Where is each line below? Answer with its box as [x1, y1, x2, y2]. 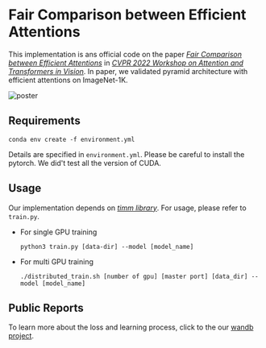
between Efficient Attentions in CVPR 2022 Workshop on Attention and [8, 58, 244, 68]
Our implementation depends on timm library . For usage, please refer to [8, 203, 247, 213]
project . [8, 331, 35, 341]
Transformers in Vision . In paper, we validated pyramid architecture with [8, 66, 248, 76]
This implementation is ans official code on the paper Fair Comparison [8, 49, 242, 59]
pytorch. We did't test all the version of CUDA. [8, 158, 161, 168]
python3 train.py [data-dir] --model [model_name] [19, 242, 194, 251]
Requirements [8, 114, 81, 128]
